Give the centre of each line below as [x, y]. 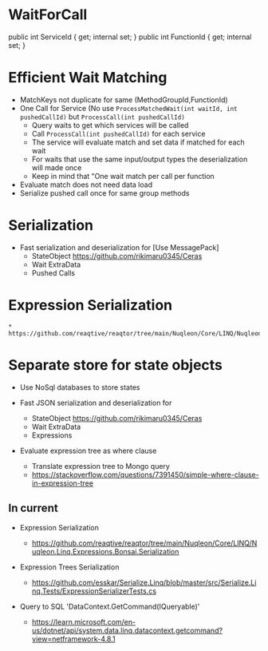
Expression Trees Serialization [69, 567]
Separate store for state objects [116, 365]
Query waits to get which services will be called [110, 125]
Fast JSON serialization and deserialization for [96, 403]
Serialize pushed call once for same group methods [104, 193]
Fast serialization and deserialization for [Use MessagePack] [119, 247]
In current [33, 508]
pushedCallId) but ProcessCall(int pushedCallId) [102, 117]
